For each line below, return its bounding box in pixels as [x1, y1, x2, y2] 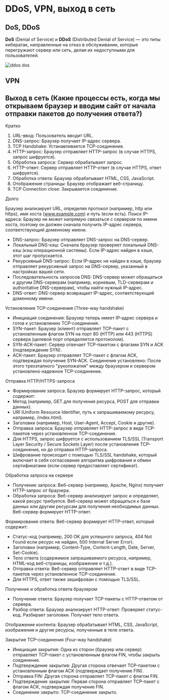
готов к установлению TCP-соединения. [12, 320, 100, 326]
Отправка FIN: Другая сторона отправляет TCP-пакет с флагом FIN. [12, 673, 159, 679]
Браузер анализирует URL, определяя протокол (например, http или [5, 206, 152, 212]
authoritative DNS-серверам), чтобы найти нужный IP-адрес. [12, 285, 143, 291]
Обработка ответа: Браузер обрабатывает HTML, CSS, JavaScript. [12, 176, 155, 182]
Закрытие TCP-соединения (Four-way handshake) [5, 637, 112, 643]
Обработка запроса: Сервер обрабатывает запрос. [12, 159, 123, 165]
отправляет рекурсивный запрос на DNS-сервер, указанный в [12, 264, 148, 270]
